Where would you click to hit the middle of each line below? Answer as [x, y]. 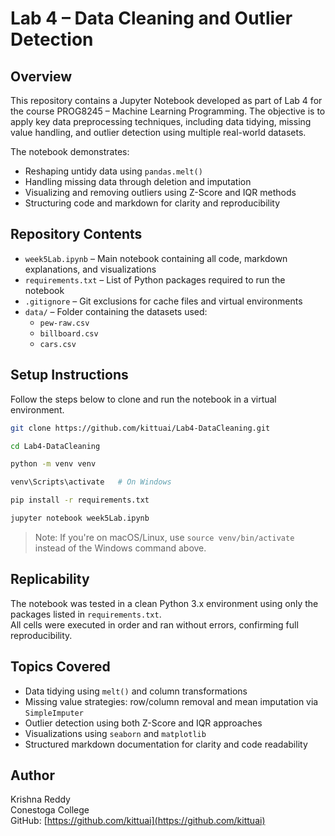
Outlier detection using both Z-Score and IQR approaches [143, 723]
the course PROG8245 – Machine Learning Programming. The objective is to [168, 111]
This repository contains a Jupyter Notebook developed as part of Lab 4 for [166, 100]
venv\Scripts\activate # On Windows [91, 482]
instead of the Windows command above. [120, 548]
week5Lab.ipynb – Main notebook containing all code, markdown [156, 258]
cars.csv [58, 344]
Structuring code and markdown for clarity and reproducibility [152, 203]
